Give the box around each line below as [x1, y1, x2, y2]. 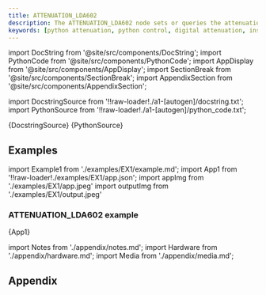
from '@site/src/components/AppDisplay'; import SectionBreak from [8, 65, 232, 74]
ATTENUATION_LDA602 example [8, 210, 139, 221]
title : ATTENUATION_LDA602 [8, 11, 97, 20]
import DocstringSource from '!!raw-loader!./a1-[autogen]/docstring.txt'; [8, 96, 244, 107]
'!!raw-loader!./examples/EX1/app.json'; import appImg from [8, 173, 204, 183]
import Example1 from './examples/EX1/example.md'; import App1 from [8, 165, 237, 174]
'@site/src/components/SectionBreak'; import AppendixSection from [8, 73, 234, 83]
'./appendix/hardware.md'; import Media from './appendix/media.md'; [8, 251, 234, 261]
